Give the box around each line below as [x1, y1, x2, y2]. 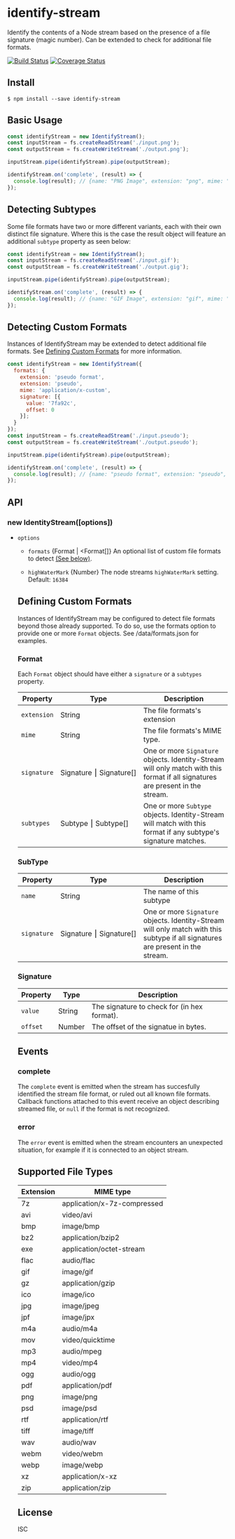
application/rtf [62, 1414, 108, 1424]
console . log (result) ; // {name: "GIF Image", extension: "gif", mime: [13, 295, 224, 302]
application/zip [62, 1482, 111, 1492]
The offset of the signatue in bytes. [92, 1022, 206, 1032]
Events [17, 1046, 49, 1057]
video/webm [62, 1449, 104, 1459]
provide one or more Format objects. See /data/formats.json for [17, 628, 199, 638]
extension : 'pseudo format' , [20, 374, 105, 381]
